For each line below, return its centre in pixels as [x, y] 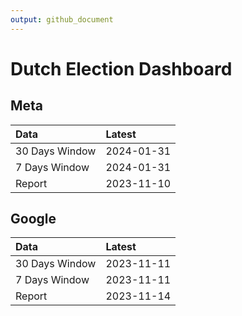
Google [33, 219]
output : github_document [62, 19]
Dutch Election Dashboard [121, 68]
